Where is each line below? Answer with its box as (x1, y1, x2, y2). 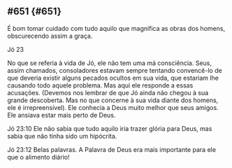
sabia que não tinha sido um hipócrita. (7, 132, 117, 140)
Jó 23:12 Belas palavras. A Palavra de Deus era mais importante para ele (7, 145, 217, 153)
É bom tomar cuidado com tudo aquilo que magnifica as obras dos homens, (7, 24, 226, 32)
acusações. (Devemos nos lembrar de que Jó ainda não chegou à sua (7, 88, 209, 97)
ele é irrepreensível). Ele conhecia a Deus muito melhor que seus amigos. (7, 103, 219, 111)
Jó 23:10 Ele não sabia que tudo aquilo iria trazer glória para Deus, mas (7, 124, 212, 132)
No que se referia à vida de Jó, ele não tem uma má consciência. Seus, (7, 59, 212, 67)
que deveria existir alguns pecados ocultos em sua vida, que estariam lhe (7, 73, 219, 82)
